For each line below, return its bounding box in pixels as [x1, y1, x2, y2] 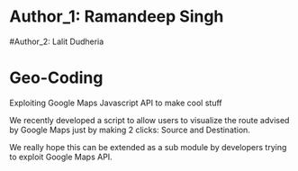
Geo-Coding [9, 67, 104, 88]
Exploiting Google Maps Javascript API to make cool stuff [9, 97, 222, 108]
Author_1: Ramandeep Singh [9, 6, 224, 27]
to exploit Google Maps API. [9, 151, 113, 162]
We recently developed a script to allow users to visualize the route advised [9, 114, 290, 125]
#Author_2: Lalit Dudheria [9, 36, 104, 47]
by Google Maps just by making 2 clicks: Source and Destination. [9, 124, 250, 135]
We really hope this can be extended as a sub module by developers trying [9, 141, 287, 152]
